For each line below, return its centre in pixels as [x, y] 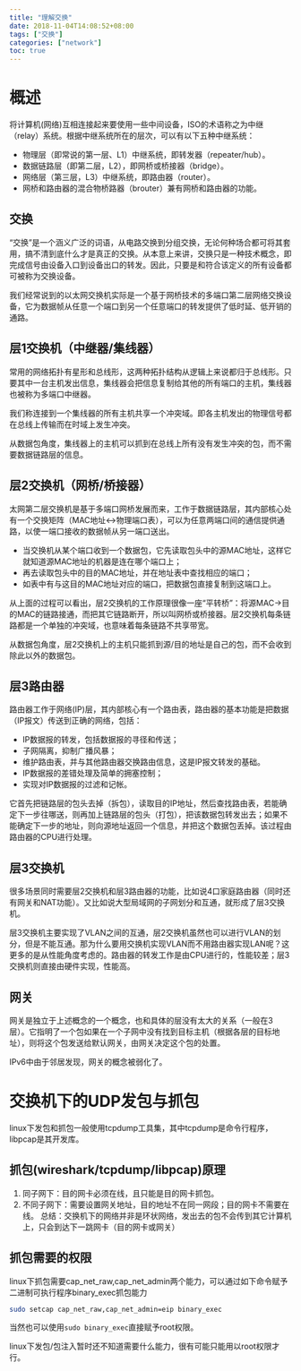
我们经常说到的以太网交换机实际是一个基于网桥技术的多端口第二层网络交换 [146, 295]
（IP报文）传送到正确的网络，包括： [76, 721]
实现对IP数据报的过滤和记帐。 [77, 784]
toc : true [28, 51]
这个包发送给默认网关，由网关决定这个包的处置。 [135, 1042]
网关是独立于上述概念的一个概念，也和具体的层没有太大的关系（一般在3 [141, 1020]
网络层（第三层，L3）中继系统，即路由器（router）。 [118, 177]
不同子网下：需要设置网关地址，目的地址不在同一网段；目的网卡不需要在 [155, 1204]
